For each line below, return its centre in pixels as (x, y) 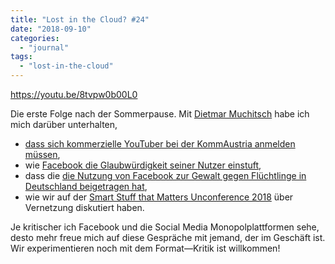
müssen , (42, 154)
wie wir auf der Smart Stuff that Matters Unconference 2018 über (159, 197)
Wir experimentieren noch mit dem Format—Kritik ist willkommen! (145, 248)
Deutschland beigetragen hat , (86, 186)
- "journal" (44, 47)
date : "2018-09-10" (51, 29)
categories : (35, 38)
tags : (21, 57)
